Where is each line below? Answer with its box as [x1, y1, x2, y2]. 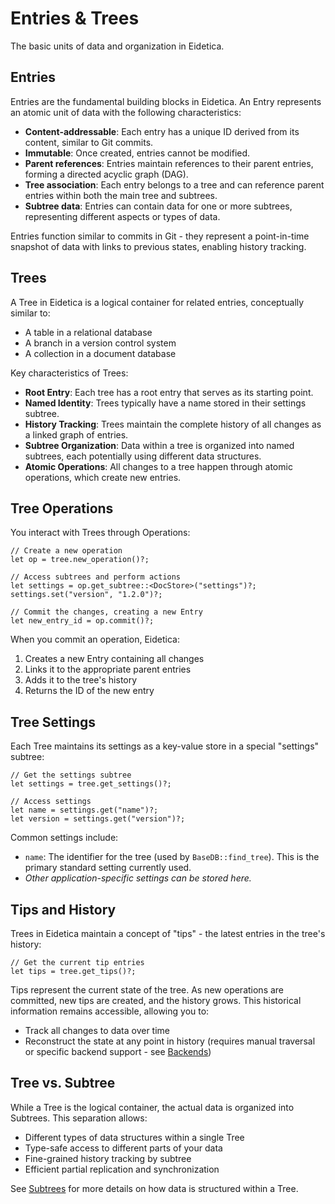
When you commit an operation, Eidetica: [10, 633, 180, 646]
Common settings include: [10, 832, 119, 844]
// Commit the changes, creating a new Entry [10, 607, 203, 617]
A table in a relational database [24, 326, 153, 338]
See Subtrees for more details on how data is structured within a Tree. [10, 1182, 299, 1194]
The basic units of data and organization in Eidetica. [10, 40, 225, 52]
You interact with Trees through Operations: [10, 527, 191, 539]
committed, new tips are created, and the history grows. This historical [10, 995, 302, 1006]
